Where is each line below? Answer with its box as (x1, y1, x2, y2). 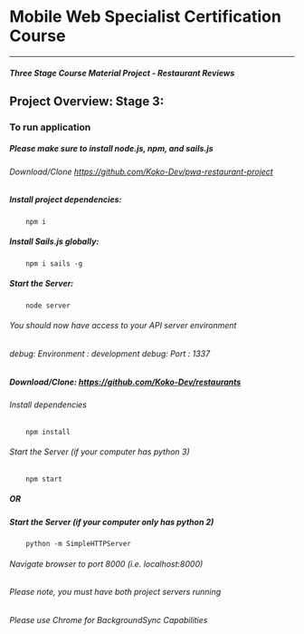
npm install (25, 427, 71, 436)
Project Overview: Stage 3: (9, 93, 165, 109)
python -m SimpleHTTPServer (25, 540, 131, 549)
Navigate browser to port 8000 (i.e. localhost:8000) (9, 558, 204, 569)
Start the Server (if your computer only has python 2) (9, 516, 214, 527)
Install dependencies (9, 399, 88, 410)
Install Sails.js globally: (9, 236, 100, 247)
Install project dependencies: (9, 194, 122, 205)
